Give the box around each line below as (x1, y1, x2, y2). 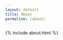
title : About (5, 12, 32, 17)
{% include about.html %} (5, 30, 58, 36)
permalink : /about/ (5, 16, 46, 21)
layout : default (5, 7, 39, 12)
